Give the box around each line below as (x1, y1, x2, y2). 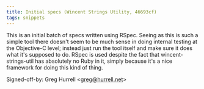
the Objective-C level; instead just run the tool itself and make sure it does (6, 44, 193, 52)
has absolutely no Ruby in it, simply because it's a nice (35, 57, 173, 65)
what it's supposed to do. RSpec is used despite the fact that (6, 51, 160, 58)
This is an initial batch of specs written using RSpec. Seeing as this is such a (6, 31, 199, 38)
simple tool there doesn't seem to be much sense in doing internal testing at (6, 38, 197, 45)
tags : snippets (6, 15, 45, 21)
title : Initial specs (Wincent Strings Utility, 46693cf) (6, 9, 157, 15)
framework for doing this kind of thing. (6, 63, 103, 71)
